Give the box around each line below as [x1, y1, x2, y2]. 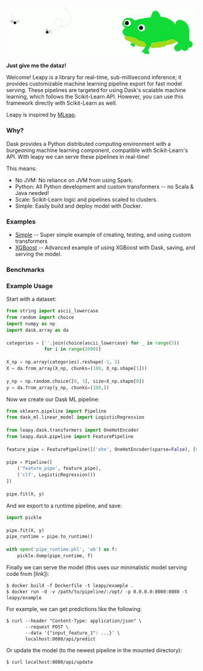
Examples [6, 217, 36, 226]
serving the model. [14, 250, 62, 257]
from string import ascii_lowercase [6, 308, 98, 314]
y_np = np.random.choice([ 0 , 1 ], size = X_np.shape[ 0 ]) [6, 378, 145, 384]
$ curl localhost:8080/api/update [6, 659, 94, 665]
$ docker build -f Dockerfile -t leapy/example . [6, 583, 134, 589]
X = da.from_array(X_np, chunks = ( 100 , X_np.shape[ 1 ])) [6, 366, 147, 372]
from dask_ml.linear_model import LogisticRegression [6, 414, 145, 420]
